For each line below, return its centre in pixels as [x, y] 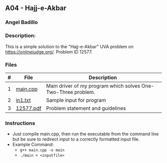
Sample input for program [76, 100]
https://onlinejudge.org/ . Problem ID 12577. [49, 52]
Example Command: [33, 145]
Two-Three [60, 92]
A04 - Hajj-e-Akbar [36, 8]
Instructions [20, 123]
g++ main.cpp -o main [42, 150]
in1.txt [23, 100]
